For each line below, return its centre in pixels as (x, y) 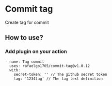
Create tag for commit (27, 22)
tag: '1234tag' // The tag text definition (58, 79)
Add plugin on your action (36, 52)
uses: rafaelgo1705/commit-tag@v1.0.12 (50, 66)
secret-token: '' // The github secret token (61, 74)
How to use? (24, 38)
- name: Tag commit (25, 62)
